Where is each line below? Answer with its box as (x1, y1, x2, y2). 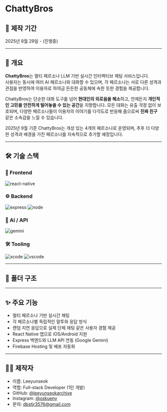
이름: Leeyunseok (12, 378, 48, 384)
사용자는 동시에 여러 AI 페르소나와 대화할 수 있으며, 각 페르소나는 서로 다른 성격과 (5, 79, 162, 85)
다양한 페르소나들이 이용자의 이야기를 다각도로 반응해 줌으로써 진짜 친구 (19, 108, 158, 114)
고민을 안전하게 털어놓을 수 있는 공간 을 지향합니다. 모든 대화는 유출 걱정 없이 (10, 102, 157, 108)
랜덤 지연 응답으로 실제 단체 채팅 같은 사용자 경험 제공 (12, 325, 116, 331)
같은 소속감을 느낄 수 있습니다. (5, 114, 64, 120)
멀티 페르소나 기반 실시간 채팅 (12, 313, 70, 319)
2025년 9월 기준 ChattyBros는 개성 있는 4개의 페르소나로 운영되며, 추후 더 (5, 125, 150, 131)
